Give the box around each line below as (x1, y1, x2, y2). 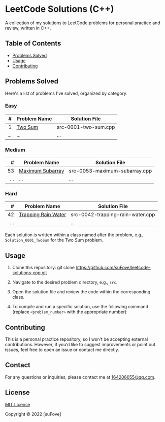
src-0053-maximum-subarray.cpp (68, 168, 152, 175)
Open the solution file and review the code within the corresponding (12, 289, 151, 295)
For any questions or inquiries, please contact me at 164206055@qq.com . (5, 374, 156, 380)
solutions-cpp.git (12, 270, 47, 276)
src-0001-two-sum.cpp (56, 123, 115, 130)
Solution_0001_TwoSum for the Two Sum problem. (5, 237, 103, 243)
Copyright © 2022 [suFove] (5, 411, 62, 417)
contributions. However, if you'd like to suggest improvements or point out (5, 342, 156, 348)
